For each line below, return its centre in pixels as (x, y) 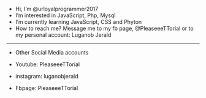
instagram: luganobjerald (47, 76)
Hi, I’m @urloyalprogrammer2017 (57, 9)
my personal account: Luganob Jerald (63, 35)
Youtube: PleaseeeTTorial (48, 64)
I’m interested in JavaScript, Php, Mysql (65, 15)
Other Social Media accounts (52, 52)
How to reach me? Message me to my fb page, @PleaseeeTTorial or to (105, 28)
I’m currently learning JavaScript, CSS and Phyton (78, 22)
